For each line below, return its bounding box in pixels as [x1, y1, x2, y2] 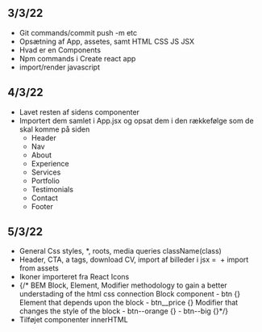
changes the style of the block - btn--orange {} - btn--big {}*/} [19, 306, 229, 316]
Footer [31, 201, 53, 211]
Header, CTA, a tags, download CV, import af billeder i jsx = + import [19, 254, 249, 265]
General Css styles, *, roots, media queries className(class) [19, 246, 222, 256]
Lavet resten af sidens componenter [19, 107, 140, 116]
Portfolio [31, 175, 60, 185]
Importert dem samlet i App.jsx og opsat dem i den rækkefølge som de [19, 116, 255, 125]
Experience [31, 158, 69, 168]
